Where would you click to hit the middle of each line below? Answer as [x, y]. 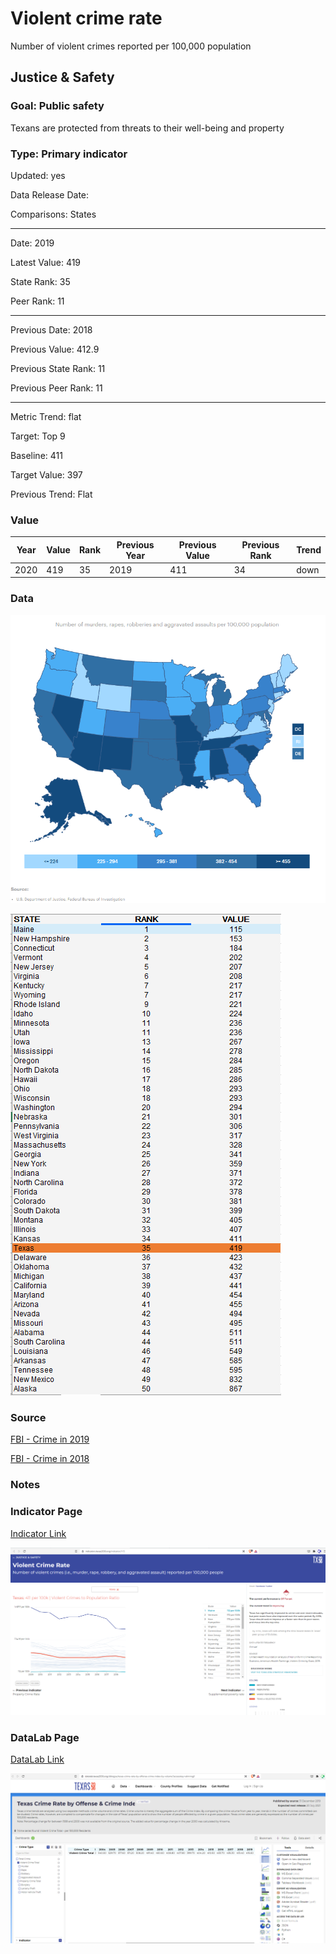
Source [28, 1417]
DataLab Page [45, 1737]
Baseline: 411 [36, 455]
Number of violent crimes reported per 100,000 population [131, 46]
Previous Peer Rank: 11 [56, 388]
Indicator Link [38, 1533]
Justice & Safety [62, 77]
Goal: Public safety [57, 106]
